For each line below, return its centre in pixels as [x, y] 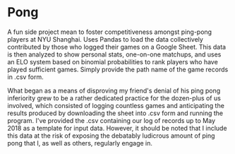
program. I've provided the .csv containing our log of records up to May [112, 120]
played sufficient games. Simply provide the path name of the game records [118, 69]
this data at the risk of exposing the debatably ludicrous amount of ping [111, 136]
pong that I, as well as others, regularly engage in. [80, 143]
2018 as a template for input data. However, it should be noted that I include [117, 128]
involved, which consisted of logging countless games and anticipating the [116, 105]
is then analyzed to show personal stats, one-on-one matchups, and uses [114, 54]
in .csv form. [25, 77]
